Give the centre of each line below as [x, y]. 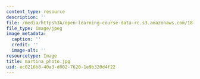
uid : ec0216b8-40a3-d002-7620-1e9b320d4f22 [61, 67]
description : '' [26, 17]
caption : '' [26, 39]
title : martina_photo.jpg [38, 61]
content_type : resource [36, 12]
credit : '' [25, 45]
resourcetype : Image [32, 56]
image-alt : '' [29, 50]
